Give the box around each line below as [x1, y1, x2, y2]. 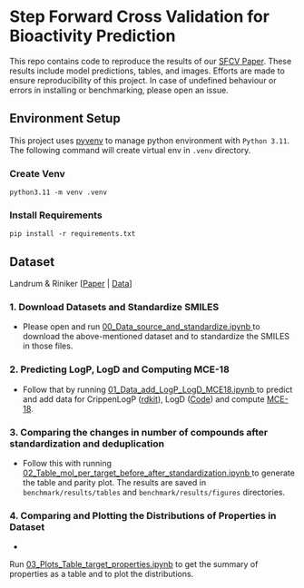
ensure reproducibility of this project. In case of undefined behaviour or [9, 74, 277, 85]
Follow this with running [22, 458, 112, 469]
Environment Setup [9, 111, 121, 126]
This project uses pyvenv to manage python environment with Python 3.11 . [9, 134, 290, 146]
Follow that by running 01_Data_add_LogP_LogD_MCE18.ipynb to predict [22, 384, 293, 395]
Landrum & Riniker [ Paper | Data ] [9, 279, 133, 289]
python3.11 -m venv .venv [9, 188, 107, 197]
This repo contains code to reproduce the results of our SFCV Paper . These [9, 55, 292, 66]
